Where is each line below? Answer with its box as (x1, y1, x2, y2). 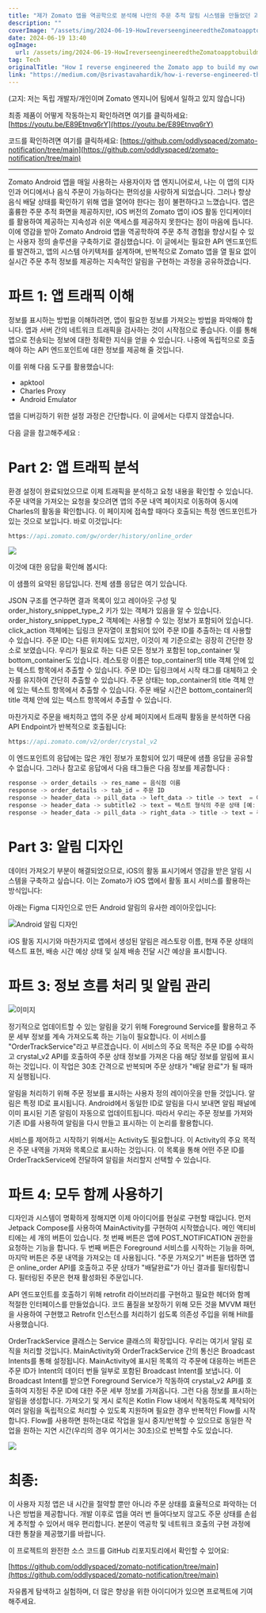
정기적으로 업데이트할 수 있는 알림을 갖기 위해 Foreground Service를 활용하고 (8, 1022, 248, 1031)
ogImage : (8, 41, 37, 49)
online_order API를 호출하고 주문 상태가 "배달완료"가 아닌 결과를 (16, 1263, 216, 1272)
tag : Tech (8, 56, 41, 64)
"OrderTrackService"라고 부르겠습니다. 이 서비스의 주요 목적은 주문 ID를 (8, 1042, 233, 1051)
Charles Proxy (19, 386, 66, 396)
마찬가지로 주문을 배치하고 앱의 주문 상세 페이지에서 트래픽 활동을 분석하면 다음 (8, 712, 252, 721)
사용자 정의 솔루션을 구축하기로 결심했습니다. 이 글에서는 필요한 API (16, 236, 224, 246)
